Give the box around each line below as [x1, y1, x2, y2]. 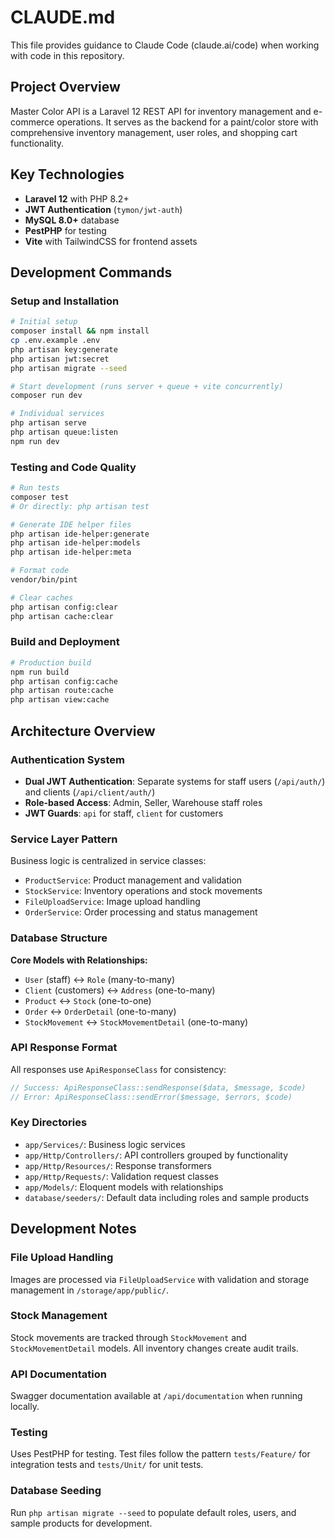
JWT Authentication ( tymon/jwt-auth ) [24, 203, 183, 215]
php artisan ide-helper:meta [10, 547, 132, 558]
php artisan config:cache [10, 676, 118, 686]
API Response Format [10, 1041, 118, 1055]
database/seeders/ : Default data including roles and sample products [24, 1191, 310, 1203]
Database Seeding [10, 1484, 102, 1498]
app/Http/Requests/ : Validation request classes [24, 1170, 219, 1182]
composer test [10, 492, 70, 502]
